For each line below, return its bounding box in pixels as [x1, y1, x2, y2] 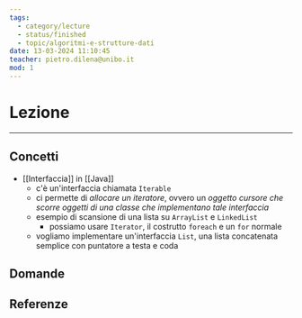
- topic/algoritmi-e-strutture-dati [17, 38, 155, 48]
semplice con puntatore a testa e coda [35, 240, 179, 250]
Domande [9, 267, 66, 282]
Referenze [9, 296, 69, 312]
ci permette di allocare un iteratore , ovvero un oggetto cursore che [35, 192, 284, 203]
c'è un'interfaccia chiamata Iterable [35, 182, 172, 194]
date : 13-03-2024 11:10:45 [9, 47, 111, 56]
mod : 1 [9, 64, 34, 73]
